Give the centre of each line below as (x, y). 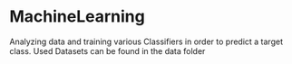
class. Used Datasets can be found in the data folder (107, 50)
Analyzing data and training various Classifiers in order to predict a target (146, 41)
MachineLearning (77, 17)
